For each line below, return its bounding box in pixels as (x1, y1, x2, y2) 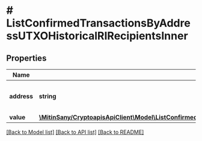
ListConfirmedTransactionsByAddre (6, 16, 191, 30)
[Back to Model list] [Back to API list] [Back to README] (6, 128, 144, 136)
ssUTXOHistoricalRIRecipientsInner (6, 29, 188, 43)
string (38, 92, 57, 100)
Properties (6, 53, 47, 63)
